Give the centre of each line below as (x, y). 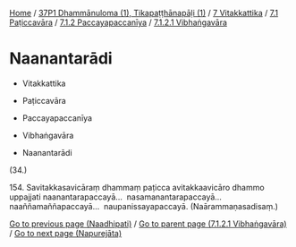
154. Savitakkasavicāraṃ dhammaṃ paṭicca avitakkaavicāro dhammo (137, 187)
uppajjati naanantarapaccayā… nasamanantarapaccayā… (115, 197)
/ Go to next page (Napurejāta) (66, 233)
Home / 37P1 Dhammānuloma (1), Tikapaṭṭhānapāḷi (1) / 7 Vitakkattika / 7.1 (144, 13)
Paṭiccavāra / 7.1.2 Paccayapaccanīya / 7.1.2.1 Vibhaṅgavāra (118, 22)
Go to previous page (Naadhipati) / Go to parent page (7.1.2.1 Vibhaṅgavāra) (148, 224)
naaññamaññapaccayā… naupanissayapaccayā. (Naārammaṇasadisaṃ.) (144, 206)
